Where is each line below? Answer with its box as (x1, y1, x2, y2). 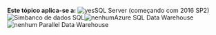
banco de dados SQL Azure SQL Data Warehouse (24, 13, 194, 22)
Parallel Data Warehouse (39, 21, 109, 28)
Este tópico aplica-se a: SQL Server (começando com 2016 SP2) (7, 7, 210, 14)
